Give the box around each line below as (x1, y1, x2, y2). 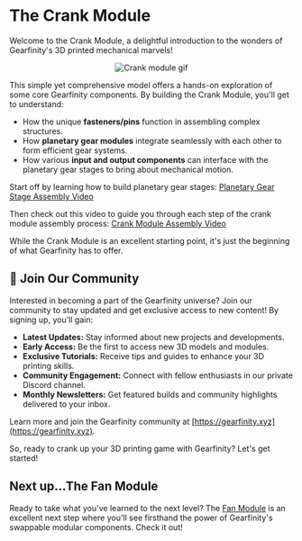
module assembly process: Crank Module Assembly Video (9, 218, 227, 229)
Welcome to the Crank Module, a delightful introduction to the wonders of (9, 35, 283, 46)
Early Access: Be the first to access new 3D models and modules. (22, 341, 270, 352)
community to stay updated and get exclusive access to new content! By (9, 304, 279, 315)
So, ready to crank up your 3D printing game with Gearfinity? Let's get (9, 443, 270, 454)
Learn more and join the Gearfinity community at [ (9, 416, 196, 427)
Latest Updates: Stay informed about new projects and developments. (22, 331, 285, 342)
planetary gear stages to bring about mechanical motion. (22, 164, 234, 175)
